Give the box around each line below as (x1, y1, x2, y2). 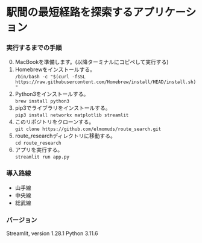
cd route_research (14, 140, 62, 147)
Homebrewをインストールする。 (14, 66, 95, 73)
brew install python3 (14, 98, 69, 104)
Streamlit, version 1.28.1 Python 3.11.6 (6, 230, 98, 237)
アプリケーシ (133, 5, 197, 19)
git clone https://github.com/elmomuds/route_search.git (14, 126, 162, 133)
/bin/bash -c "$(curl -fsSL (14, 74, 86, 80)
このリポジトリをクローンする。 (14, 118, 95, 125)
